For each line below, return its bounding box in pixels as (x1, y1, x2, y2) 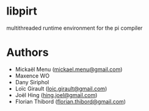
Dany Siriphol (15, 78, 49, 86)
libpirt (6, 4, 38, 18)
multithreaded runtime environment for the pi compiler (6, 24, 143, 32)
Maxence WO (15, 72, 50, 79)
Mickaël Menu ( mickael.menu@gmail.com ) (15, 66, 123, 73)
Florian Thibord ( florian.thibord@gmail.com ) (15, 98, 126, 105)
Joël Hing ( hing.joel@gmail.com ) (15, 91, 98, 98)
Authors (6, 45, 49, 59)
